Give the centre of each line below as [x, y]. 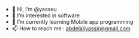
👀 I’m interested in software [46, 15]
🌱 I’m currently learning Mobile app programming [72, 22]
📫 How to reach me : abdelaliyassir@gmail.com [71, 28]
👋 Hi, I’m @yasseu [34, 9]
